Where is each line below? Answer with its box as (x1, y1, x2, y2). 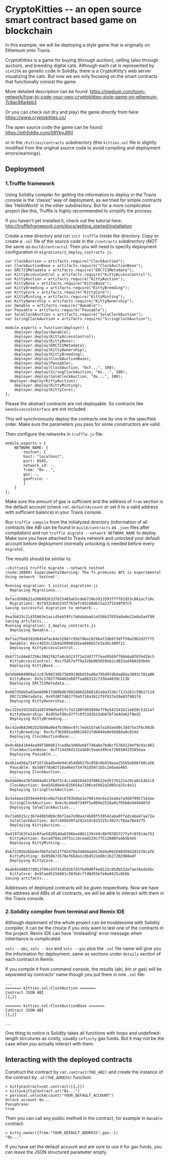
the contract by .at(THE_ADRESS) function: (5, 1074, 92, 1080)
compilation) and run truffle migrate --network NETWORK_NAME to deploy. (5, 529, 157, 535)
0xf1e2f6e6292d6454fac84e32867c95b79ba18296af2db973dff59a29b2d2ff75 (5, 636, 155, 641)
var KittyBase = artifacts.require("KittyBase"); (5, 281, 112, 286)
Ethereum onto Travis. (5, 47, 51, 53)
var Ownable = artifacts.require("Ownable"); (5, 303, 102, 308)
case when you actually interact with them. (5, 1040, 94, 1047)
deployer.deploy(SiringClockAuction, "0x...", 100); (14, 369, 128, 374)
